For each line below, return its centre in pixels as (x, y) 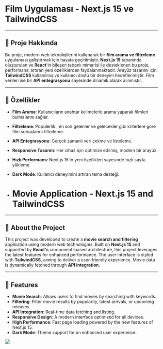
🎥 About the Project (35, 228)
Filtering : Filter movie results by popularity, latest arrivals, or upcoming (83, 302)
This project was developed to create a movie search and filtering (72, 239)
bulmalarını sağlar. (30, 117)
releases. (21, 307)
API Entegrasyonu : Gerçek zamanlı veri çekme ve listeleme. (72, 141)
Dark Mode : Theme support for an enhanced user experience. (74, 333)
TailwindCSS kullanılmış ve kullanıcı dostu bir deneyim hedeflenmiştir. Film (80, 75)
